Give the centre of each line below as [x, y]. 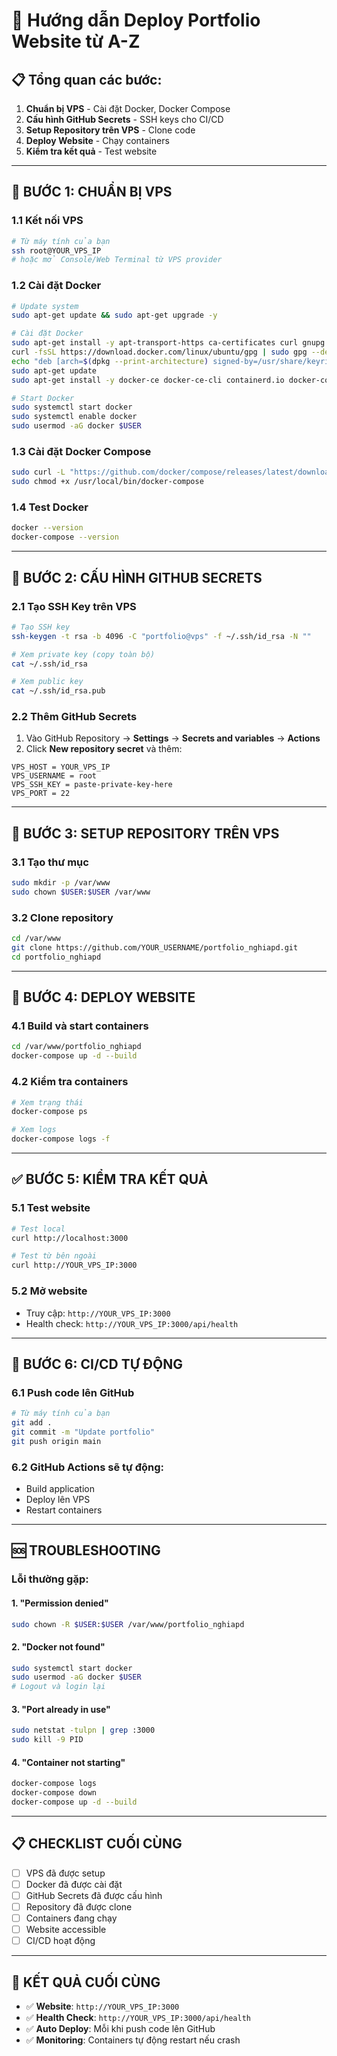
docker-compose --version [65, 537]
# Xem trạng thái [47, 1102]
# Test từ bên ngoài [54, 1256]
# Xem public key [47, 682]
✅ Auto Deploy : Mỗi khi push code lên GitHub [120, 2029]
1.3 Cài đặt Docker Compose [81, 452]
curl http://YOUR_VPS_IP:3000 [74, 1265]
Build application [60, 1488]
